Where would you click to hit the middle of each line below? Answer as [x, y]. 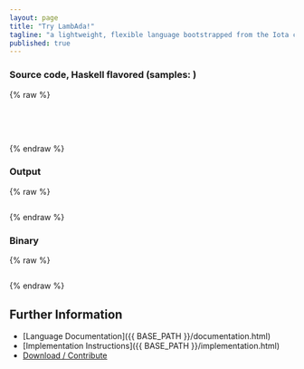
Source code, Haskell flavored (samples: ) [103, 75]
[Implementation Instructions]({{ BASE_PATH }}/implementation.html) [151, 345]
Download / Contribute [65, 355]
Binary [24, 240]
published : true [40, 43]
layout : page [34, 18]
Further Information [66, 314]
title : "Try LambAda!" [52, 26]
